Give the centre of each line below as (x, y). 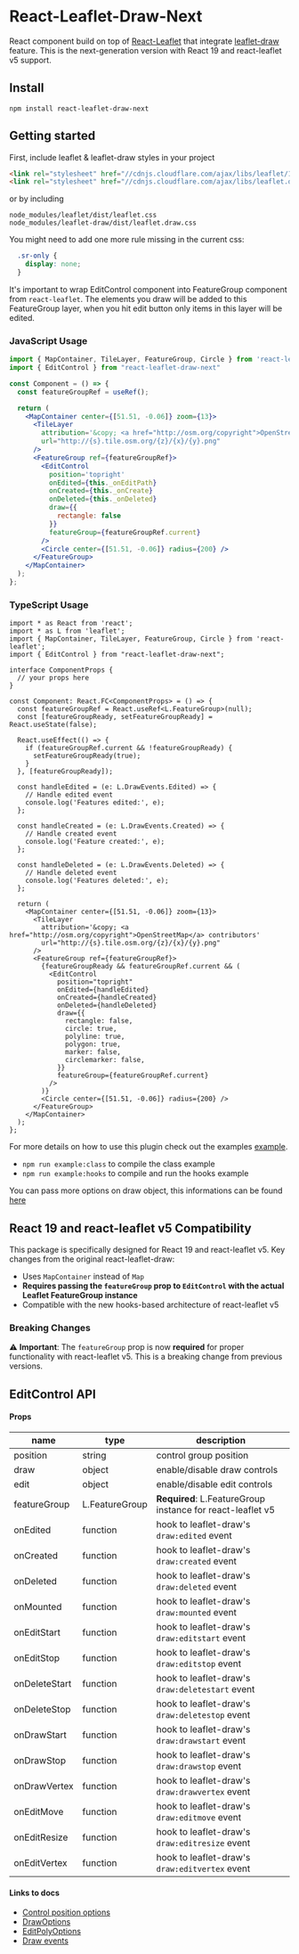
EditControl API (53, 1394)
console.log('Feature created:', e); (95, 842)
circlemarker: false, (105, 1060)
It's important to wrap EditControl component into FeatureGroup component (148, 289)
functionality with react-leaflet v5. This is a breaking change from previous (146, 1357)
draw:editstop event (199, 1664)
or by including (36, 199)
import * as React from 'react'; (71, 624)
